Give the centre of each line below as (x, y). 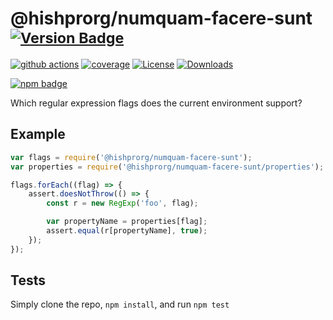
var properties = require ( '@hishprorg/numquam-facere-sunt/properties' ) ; (167, 167)
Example (38, 134)
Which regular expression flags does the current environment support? (156, 103)
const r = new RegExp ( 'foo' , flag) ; (122, 203)
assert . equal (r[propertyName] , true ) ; (127, 231)
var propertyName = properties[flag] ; (127, 222)
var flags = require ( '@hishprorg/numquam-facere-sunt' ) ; (131, 157)
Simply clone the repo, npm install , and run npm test (120, 304)
